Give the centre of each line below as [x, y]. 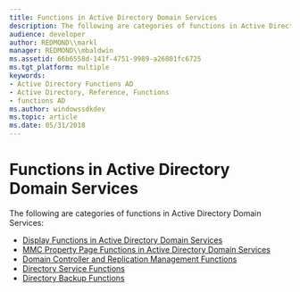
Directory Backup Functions [73, 278]
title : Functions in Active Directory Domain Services [113, 17]
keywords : [28, 76]
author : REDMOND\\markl [54, 42]
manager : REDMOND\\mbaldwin [62, 51]
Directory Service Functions [73, 268]
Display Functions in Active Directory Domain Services [122, 240]
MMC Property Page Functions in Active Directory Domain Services [146, 249]
